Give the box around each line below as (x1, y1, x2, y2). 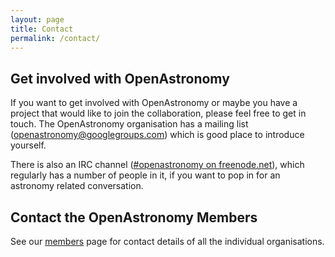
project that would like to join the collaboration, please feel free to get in (10, 107, 307, 120)
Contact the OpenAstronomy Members (10, 209, 258, 226)
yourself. (10, 139, 47, 151)
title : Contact (10, 24, 74, 34)
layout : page (10, 14, 65, 25)
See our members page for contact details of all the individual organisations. (10, 236, 325, 247)
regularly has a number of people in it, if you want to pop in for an (10, 169, 281, 181)
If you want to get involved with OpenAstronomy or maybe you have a (10, 97, 298, 109)
